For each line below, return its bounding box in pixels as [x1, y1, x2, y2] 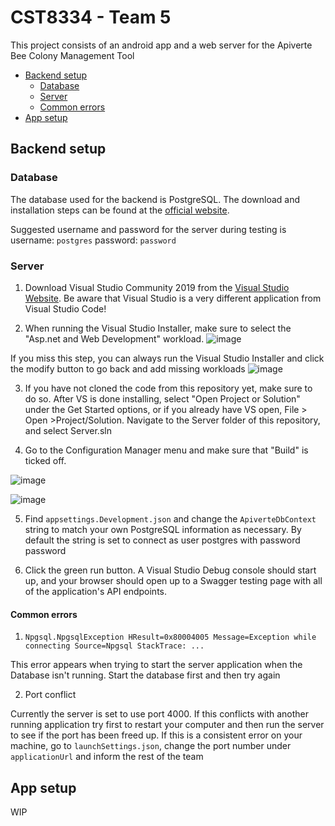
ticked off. [24, 454, 67, 466]
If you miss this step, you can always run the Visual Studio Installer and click [10, 352, 325, 364]
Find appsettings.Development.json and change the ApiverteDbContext [24, 512, 317, 525]
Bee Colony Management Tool [10, 49, 135, 61]
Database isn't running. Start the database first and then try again [10, 669, 281, 681]
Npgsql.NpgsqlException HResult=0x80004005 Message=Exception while [24, 632, 317, 643]
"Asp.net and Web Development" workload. [24, 332, 205, 345]
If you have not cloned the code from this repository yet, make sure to [24, 382, 313, 394]
